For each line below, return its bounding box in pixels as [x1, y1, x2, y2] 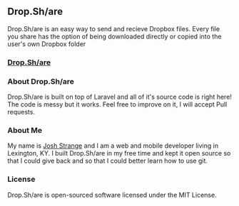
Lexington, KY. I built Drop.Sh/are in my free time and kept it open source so [7, 149, 231, 158]
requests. [7, 108, 36, 116]
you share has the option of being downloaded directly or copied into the [7, 32, 222, 40]
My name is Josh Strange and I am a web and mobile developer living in [7, 141, 219, 150]
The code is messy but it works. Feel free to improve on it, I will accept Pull [7, 100, 228, 109]
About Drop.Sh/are [7, 76, 75, 86]
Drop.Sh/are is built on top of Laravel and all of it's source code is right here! [7, 92, 232, 102]
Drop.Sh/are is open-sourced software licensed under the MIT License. [7, 190, 217, 199]
